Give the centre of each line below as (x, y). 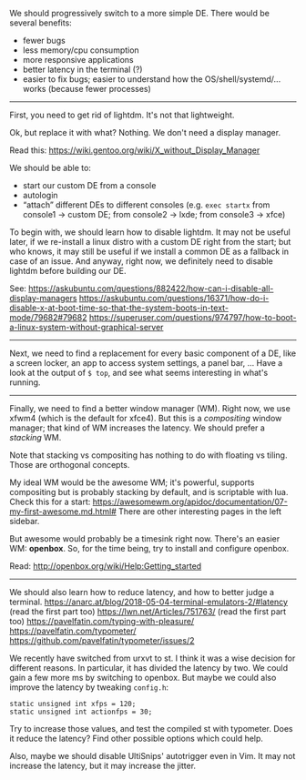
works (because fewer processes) (87, 89)
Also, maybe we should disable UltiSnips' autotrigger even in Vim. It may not (153, 756)
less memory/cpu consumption (81, 50)
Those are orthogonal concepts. (70, 465)
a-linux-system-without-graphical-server (87, 327)
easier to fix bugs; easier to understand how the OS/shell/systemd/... (152, 79)
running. (25, 382)
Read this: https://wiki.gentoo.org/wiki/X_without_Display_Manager (135, 150)
